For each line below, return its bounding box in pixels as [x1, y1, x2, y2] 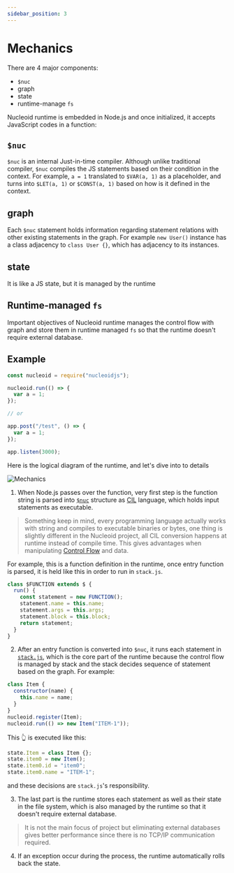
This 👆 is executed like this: [7, 733, 87, 742]
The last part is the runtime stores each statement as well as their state [17, 795, 222, 803]
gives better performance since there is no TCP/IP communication [24, 831, 215, 839]
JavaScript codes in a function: [7, 120, 97, 129]
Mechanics [7, 40, 73, 56]
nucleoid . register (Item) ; [7, 714, 82, 721]
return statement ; [20, 619, 73, 626]
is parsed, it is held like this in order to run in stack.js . [7, 567, 163, 575]
